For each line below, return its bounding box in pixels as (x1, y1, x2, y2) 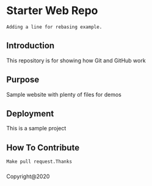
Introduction (6, 40, 55, 51)
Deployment (6, 108, 54, 119)
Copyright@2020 (6, 173, 50, 180)
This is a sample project (6, 125, 67, 132)
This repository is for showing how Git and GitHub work (6, 56, 146, 64)
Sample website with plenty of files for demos (6, 91, 122, 98)
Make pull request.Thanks (6, 158, 72, 165)
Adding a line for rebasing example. (6, 24, 103, 30)
